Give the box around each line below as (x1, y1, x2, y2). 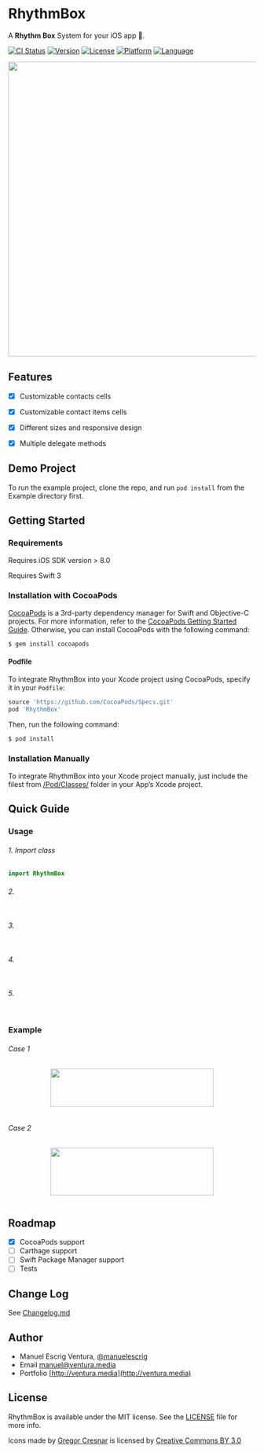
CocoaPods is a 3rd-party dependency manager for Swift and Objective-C (8, 608, 249, 617)
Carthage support (19, 1246, 78, 1256)
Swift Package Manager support (19, 1255, 124, 1264)
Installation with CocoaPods (8, 590, 118, 601)
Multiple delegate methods (19, 438, 107, 448)
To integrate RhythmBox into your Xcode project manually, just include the (8, 771, 248, 781)
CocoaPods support (19, 1238, 85, 1247)
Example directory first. (8, 491, 84, 500)
